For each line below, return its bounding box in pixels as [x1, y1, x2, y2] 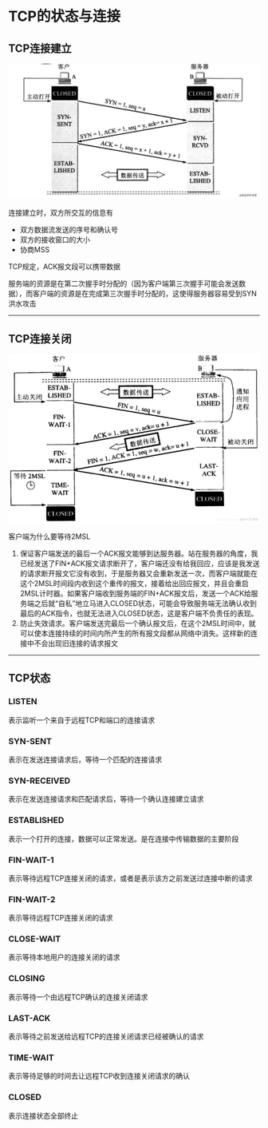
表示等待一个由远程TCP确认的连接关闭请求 [8, 991, 148, 1002]
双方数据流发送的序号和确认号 [19, 225, 118, 235]
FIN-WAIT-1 [8, 854, 54, 865]
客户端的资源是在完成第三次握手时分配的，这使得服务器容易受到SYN [32, 289, 258, 299]
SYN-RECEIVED [8, 775, 71, 786]
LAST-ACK [8, 1012, 51, 1023]
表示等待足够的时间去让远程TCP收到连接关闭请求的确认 [8, 1071, 190, 1081]
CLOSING [8, 973, 45, 984]
